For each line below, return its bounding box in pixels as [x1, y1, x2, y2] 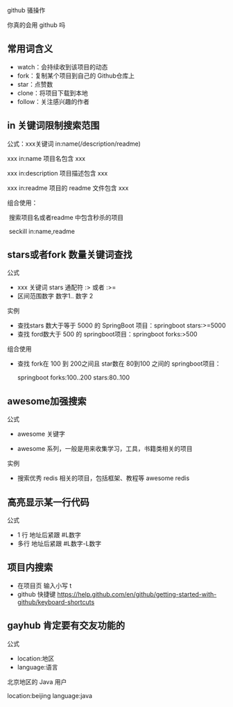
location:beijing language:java [7, 691, 92, 699]
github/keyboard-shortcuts [17, 597, 95, 606]
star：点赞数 [17, 80, 53, 88]
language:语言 [17, 663, 58, 671]
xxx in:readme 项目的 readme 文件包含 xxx [7, 183, 129, 192]
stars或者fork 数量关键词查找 [7, 249, 132, 261]
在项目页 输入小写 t [17, 581, 72, 590]
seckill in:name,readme [8, 227, 75, 235]
